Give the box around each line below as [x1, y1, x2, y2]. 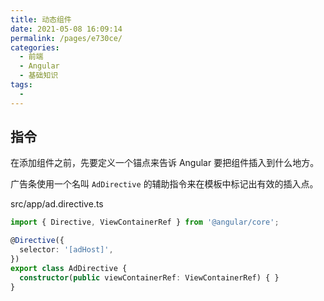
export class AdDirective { [10, 263, 128, 273]
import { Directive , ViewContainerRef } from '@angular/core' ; [10, 217, 280, 228]
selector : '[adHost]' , [19, 245, 114, 255]
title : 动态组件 [10, 14, 72, 25]
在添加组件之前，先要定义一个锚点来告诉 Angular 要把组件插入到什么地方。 [10, 157, 320, 169]
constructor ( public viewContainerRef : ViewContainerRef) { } [19, 272, 280, 283]
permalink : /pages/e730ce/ [10, 33, 123, 43]
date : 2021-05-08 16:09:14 [10, 24, 123, 34]
